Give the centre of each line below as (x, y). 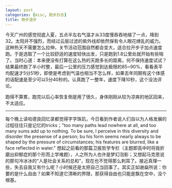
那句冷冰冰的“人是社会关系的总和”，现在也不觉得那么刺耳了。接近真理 (83, 161)
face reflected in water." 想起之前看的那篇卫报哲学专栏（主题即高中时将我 (83, 148)
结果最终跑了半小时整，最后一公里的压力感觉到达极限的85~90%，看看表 (82, 67)
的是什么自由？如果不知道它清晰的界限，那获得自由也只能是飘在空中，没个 (88, 174)
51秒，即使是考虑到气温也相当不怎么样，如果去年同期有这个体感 (98, 73)
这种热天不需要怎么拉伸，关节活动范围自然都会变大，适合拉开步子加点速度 (84, 48)
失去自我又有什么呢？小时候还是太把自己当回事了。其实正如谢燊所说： (88, 168)
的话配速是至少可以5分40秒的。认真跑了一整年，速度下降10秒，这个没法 (81, 79)
